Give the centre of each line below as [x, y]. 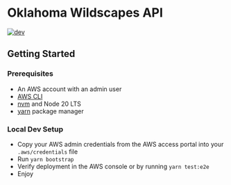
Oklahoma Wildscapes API [85, 13]
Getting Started [41, 54]
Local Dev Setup [35, 129]
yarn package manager [51, 111]
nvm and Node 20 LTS [49, 104]
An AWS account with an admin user [69, 89]
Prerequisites [30, 74]
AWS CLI [30, 96]
